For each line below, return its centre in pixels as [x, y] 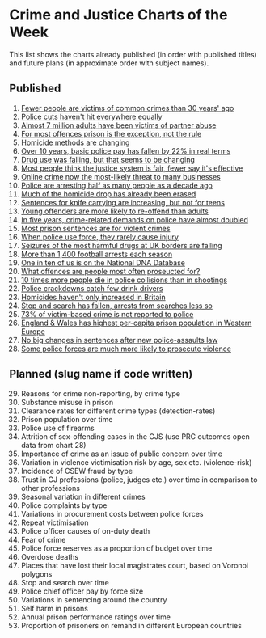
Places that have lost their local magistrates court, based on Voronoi [135, 565]
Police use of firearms [58, 428]
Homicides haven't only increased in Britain [93, 297]
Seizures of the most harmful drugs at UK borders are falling [121, 245]
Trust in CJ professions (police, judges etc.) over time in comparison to [139, 480]
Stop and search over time [65, 582]
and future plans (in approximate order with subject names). [109, 63]
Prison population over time [67, 419]
